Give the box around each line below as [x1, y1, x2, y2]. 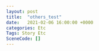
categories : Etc [6, 25, 46, 31]
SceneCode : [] [6, 36, 41, 42]
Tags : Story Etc [6, 30, 46, 36]
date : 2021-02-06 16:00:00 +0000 [6, 19, 94, 25]
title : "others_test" [6, 14, 62, 20]
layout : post [6, 8, 38, 15]
